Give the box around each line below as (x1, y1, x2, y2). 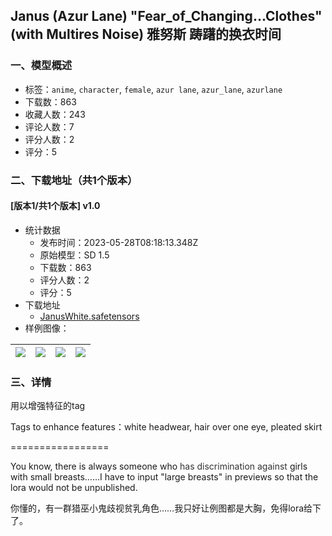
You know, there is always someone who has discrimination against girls (10, 460, 308, 473)
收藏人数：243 (24, 108, 86, 120)
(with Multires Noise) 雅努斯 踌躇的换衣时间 (10, 26, 282, 43)
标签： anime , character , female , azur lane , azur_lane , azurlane (24, 83, 283, 95)
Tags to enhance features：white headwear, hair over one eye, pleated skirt (10, 421, 323, 433)
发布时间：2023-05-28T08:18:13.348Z (39, 236, 199, 248)
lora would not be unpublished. (10, 482, 138, 494)
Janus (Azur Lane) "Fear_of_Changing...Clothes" (10, 8, 323, 25)
